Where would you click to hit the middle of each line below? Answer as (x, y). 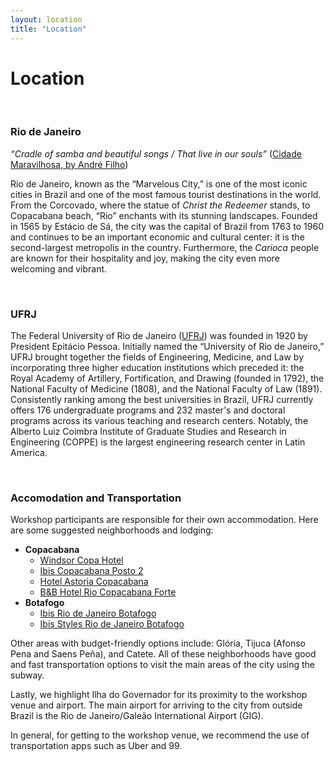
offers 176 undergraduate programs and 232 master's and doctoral (148, 410)
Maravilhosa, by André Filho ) (69, 164)
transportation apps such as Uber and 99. (96, 746)
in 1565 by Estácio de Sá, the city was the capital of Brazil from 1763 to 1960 (167, 226)
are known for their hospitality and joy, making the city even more (145, 258)
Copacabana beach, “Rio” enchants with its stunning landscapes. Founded (164, 215)
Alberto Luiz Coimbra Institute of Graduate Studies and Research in (148, 432)
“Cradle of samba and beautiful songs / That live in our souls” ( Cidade (156, 153)
